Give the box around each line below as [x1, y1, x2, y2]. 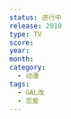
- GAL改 [17, 88, 45, 97]
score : [9, 38, 34, 47]
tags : [9, 80, 30, 89]
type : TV [9, 30, 42, 38]
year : [9, 47, 30, 55]
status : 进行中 [9, 13, 62, 22]
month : [9, 55, 34, 64]
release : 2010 [9, 21, 63, 30]
